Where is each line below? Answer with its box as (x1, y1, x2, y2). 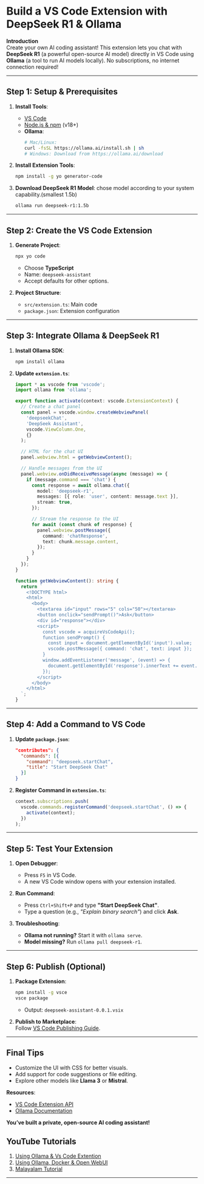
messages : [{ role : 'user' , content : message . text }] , (37, 493, 179, 500)
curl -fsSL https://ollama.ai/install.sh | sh (24, 145, 144, 151)
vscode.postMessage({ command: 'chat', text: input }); (47, 646, 192, 652)
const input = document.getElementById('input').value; (47, 640, 192, 646)
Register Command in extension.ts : (15, 787, 107, 794)
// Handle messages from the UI (21, 465, 103, 471)
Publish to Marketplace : (15, 1018, 77, 1025)
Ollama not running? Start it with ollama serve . (24, 932, 143, 939)
